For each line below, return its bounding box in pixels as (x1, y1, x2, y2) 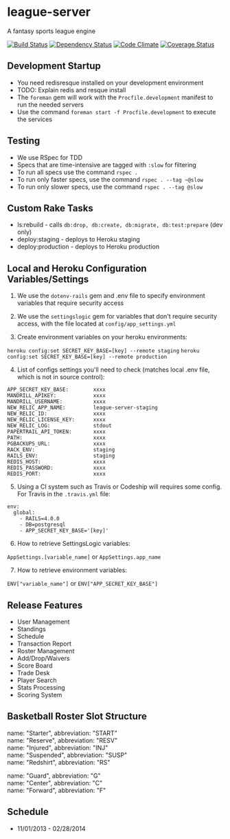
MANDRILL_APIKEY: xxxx (7, 392, 106, 399)
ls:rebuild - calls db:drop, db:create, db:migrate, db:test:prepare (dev (16, 221, 223, 229)
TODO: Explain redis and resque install (16, 85, 126, 94)
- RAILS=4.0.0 (19, 516, 60, 522)
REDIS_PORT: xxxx (7, 471, 106, 478)
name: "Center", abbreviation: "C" (7, 778, 103, 787)
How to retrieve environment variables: (16, 566, 127, 575)
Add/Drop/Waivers (16, 655, 70, 662)
